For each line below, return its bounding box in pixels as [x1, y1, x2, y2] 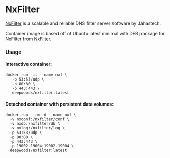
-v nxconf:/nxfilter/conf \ [10, 117, 70, 122]
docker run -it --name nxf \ [5, 72, 67, 77]
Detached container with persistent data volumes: [5, 101, 114, 107]
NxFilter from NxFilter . [5, 36, 52, 42]
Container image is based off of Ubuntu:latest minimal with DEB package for [5, 30, 165, 36]
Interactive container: [5, 61, 52, 67]
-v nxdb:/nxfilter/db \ [10, 121, 60, 126]
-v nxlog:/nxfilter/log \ [10, 126, 65, 131]
